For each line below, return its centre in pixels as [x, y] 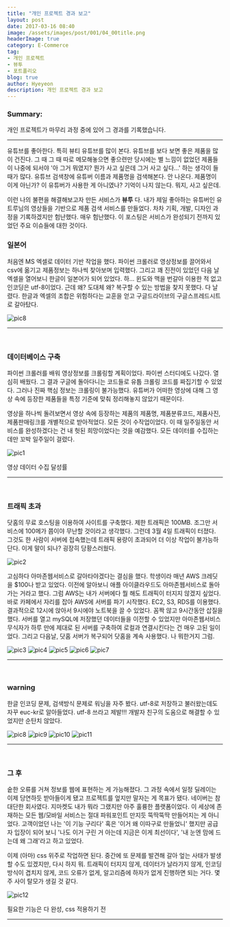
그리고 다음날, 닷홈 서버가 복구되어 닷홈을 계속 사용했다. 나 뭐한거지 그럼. [118, 637]
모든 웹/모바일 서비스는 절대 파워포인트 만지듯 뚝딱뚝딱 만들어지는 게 [116, 815]
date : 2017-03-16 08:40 [41, 26]
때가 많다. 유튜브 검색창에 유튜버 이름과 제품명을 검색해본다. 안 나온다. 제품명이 [112, 176]
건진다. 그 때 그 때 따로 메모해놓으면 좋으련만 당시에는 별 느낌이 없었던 [107, 159]
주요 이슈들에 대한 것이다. [53, 226]
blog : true [23, 77]
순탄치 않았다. [43, 720]
